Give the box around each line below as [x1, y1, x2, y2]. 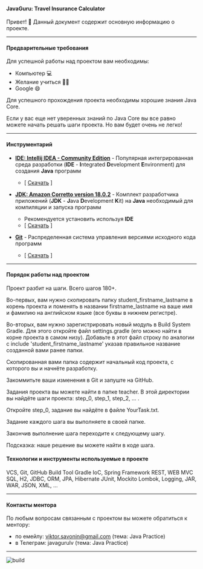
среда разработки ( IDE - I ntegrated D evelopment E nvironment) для [14, 160, 185, 168]
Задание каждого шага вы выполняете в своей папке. [6, 418, 146, 425]
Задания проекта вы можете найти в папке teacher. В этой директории [6, 388, 190, 395]
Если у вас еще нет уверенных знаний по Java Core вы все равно [6, 115, 176, 122]
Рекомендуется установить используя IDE [24, 215, 134, 222]
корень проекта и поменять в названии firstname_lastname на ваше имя [6, 303, 193, 310]
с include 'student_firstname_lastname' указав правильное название [6, 340, 181, 347]
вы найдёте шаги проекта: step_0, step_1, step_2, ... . [6, 394, 140, 402]
